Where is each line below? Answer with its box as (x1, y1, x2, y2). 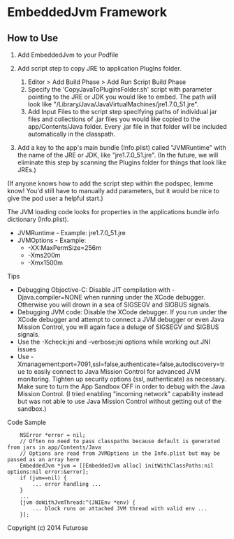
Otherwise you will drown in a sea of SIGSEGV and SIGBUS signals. (17, 300, 211, 309)
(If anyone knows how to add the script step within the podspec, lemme (7, 179, 214, 188)
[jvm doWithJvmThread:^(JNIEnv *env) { (20, 499, 136, 506)
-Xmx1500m (27, 258, 63, 267)
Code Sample (7, 418, 47, 426)
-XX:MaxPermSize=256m (27, 244, 101, 252)
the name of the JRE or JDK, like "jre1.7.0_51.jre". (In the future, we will (17, 151, 219, 159)
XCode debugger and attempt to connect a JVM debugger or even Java (17, 316, 225, 323)
